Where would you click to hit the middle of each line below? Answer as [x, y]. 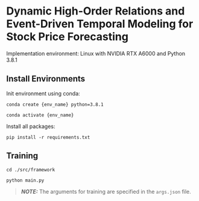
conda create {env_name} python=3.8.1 [55, 104]
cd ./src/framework [31, 170]
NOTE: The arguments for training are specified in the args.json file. [106, 191]
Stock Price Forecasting [67, 37]
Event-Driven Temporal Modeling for [100, 24]
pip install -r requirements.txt [48, 137]
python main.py [25, 180]
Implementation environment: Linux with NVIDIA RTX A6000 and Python [96, 53]
